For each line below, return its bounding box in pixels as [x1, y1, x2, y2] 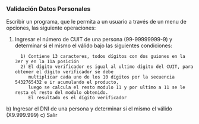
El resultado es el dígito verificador [28, 95, 127, 101]
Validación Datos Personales [6, 5, 91, 13]
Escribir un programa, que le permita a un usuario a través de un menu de [6, 18, 187, 25]
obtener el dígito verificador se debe [14, 69, 114, 75]
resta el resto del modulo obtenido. [14, 90, 109, 96]
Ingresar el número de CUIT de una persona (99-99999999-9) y [14, 36, 173, 43]
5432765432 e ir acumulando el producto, [14, 79, 119, 86]
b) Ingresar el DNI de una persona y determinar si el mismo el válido [6, 105, 172, 112]
